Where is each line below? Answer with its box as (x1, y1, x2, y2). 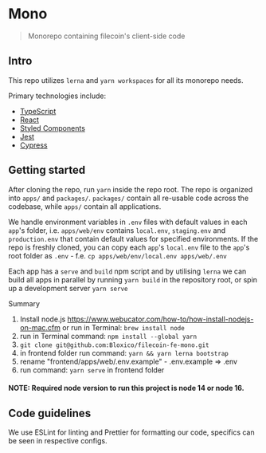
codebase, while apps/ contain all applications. (8, 201, 162, 211)
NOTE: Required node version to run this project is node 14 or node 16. (8, 384, 244, 393)
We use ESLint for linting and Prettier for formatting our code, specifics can (8, 427, 255, 437)
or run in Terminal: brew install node (62, 322, 185, 332)
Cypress (19, 140, 48, 150)
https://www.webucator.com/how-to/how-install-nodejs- (67, 314, 254, 324)
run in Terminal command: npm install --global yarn (19, 331, 198, 341)
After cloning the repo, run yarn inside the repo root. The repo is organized (8, 184, 253, 194)
